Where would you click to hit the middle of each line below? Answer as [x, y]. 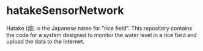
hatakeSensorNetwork [65, 11]
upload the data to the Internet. [45, 41]
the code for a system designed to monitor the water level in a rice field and [102, 35]
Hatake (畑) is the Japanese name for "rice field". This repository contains [99, 28]
